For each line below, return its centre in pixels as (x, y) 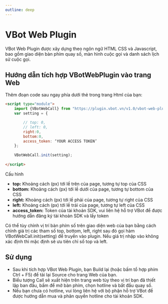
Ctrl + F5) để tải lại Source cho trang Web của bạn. (65, 274)
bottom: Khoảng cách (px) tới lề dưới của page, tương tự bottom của (83, 189)
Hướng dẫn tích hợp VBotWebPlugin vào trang (78, 75)
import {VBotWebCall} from (42, 109)
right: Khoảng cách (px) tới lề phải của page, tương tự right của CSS (83, 200)
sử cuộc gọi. (18, 59)
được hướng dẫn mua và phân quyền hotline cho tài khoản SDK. (78, 296)
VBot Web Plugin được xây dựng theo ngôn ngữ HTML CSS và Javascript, (81, 49)
